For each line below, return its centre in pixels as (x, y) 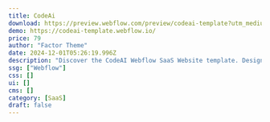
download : (25, 23)
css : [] (21, 75)
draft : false (30, 105)
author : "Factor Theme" (48, 46)
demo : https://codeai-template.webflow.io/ (82, 31)
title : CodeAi (32, 16)
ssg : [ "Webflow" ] (37, 68)
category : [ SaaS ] (37, 98)
